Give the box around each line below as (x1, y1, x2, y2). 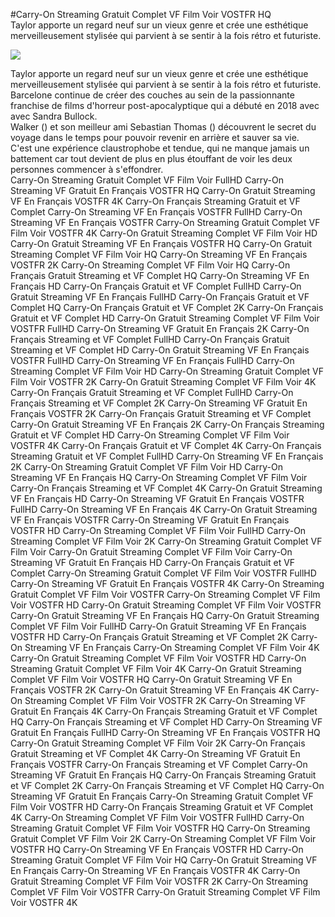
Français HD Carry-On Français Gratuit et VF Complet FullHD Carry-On (10, 280, 302, 292)
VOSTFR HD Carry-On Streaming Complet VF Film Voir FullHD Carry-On (10, 525, 307, 536)
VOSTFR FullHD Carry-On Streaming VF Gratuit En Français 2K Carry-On (10, 323, 310, 334)
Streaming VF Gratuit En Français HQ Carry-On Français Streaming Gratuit (10, 769, 317, 781)
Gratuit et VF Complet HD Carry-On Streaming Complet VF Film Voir (10, 429, 290, 441)
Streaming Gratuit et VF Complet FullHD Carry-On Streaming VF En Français (10, 450, 324, 462)
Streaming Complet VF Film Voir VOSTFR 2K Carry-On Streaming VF (24, 695, 307, 706)
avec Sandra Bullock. (10, 110, 98, 122)
